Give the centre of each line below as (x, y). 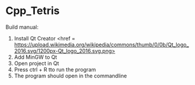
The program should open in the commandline (71, 76)
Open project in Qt (37, 63)
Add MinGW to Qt (35, 57)
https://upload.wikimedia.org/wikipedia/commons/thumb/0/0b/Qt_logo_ (102, 45)
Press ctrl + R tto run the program (55, 69)
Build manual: (22, 27)
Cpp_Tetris (32, 11)
